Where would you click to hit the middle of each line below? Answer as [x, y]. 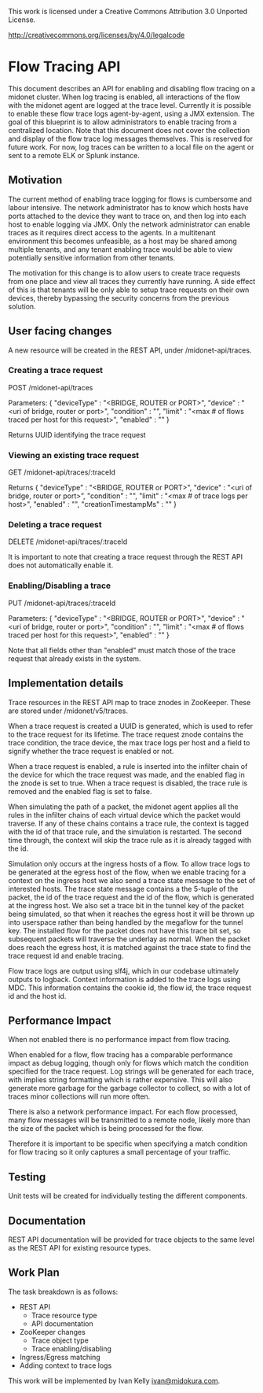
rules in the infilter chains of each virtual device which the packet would [124, 815]
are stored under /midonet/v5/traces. [68, 711]
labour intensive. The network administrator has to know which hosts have [128, 207]
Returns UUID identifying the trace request [77, 434]
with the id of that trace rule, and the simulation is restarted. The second [125, 831]
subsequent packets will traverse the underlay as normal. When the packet [129, 939]
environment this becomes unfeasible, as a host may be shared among [122, 241]
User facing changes [60, 331]
